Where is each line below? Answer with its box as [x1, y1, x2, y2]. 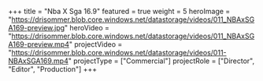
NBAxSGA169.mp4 [8, 56, 69, 65]
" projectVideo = [69, 40, 123, 49]
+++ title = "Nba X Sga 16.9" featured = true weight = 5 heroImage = [8, 7, 231, 16]
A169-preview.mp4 [8, 40, 69, 49]
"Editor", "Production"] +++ [8, 65, 98, 73]
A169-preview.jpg [8, 23, 65, 32]
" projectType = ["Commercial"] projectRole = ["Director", [68, 56, 255, 65]
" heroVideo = [64, 23, 110, 32]
